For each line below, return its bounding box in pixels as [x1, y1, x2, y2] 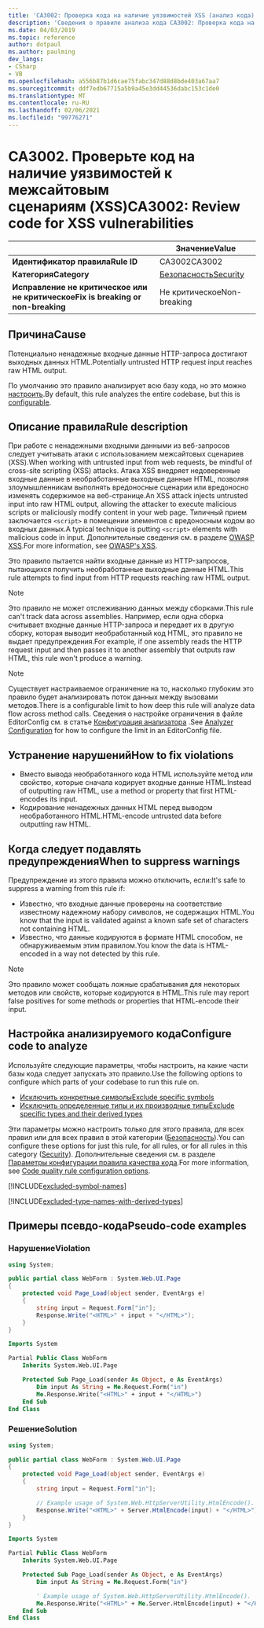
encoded [19, 949, 49, 959]
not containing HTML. [19, 924, 90, 933]
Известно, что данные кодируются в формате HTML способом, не [19, 933, 244, 942]
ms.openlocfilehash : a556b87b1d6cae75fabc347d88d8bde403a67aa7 [8, 77, 220, 85]
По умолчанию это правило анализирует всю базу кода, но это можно [8, 380, 247, 390]
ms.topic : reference [8, 33, 76, 42]
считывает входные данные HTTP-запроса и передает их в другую [8, 620, 234, 629]
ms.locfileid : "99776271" [8, 114, 93, 122]
